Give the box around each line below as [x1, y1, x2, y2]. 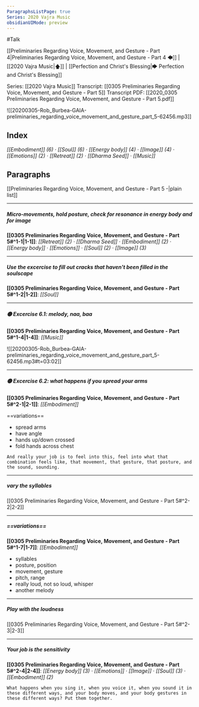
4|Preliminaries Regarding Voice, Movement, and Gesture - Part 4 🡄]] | [6, 54, 180, 61]
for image [6, 217, 31, 224]
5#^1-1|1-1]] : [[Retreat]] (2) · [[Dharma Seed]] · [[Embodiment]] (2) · [6, 238, 172, 245]
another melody [15, 586, 54, 593]
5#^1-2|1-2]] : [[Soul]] [6, 290, 59, 298]
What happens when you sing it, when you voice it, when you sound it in [6, 685, 193, 691]
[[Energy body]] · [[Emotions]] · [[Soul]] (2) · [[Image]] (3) [6, 244, 147, 251]
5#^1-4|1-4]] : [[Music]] [6, 334, 64, 341]
